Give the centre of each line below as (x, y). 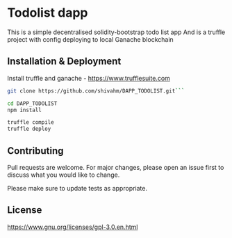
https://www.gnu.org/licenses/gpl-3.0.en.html (73, 227)
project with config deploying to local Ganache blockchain (90, 39)
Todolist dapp (48, 13)
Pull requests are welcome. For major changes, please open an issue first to (116, 167)
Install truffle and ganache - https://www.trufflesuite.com (89, 78)
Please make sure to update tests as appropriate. (77, 188)
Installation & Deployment (64, 62)
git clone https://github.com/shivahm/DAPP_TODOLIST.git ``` (96, 91)
